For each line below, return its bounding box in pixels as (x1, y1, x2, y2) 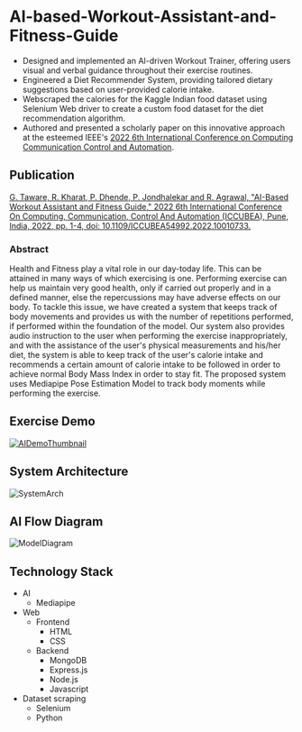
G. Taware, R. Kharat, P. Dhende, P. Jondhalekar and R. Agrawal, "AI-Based (9, 191, 289, 202)
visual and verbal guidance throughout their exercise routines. (22, 65, 253, 76)
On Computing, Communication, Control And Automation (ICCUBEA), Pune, (9, 210, 289, 222)
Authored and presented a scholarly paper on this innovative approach (22, 122, 286, 133)
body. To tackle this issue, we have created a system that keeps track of (9, 302, 278, 313)
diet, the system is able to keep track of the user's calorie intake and (9, 350, 264, 361)
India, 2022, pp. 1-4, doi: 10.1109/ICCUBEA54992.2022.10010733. (9, 220, 252, 231)
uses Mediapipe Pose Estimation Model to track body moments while (9, 379, 266, 389)
